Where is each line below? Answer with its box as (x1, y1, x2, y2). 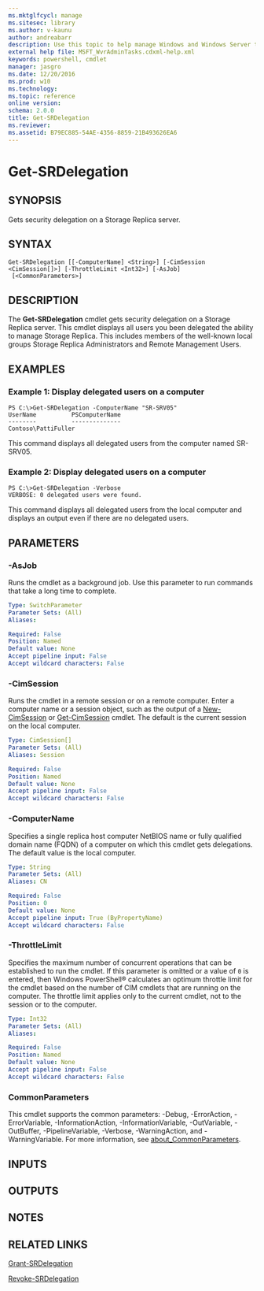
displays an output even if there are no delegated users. (8, 514, 189, 523)
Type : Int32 (8, 1015, 47, 1022)
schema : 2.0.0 (8, 107, 55, 115)
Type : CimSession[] (8, 736, 72, 744)
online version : (8, 99, 61, 107)
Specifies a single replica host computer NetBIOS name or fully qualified (8, 831, 242, 840)
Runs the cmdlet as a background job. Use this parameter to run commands (8, 577, 254, 587)
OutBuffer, (8, 1126, 42, 1136)
